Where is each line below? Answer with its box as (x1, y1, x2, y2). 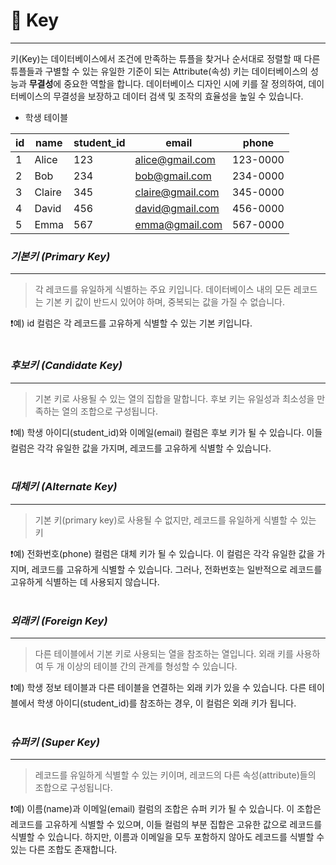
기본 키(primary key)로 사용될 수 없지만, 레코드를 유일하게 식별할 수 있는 (34, 514, 317, 526)
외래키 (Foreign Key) (10, 614, 108, 628)
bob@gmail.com (134, 169, 212, 183)
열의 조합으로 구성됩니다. (61, 405, 158, 417)
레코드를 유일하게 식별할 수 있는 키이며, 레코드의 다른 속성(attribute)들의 (34, 769, 317, 781)
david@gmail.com (134, 201, 220, 215)
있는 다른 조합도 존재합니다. (10, 844, 118, 856)
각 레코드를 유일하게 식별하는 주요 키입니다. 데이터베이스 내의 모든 (34, 284, 292, 296)
